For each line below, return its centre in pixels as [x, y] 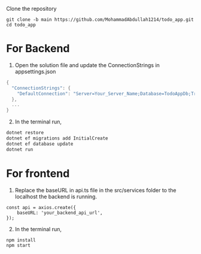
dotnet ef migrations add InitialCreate [57, 138]
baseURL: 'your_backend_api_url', [60, 213]
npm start [19, 245]
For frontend [38, 173]
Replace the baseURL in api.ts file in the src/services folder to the [95, 190]
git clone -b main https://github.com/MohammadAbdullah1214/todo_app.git [100, 20]
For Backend [38, 49]
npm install [21, 240]
